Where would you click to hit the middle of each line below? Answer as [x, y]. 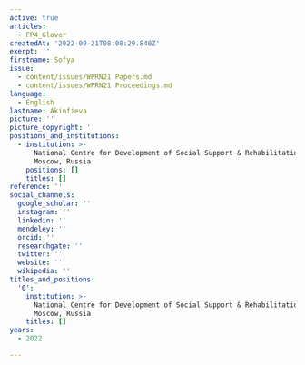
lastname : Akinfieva [49, 111]
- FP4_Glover [42, 35]
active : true [34, 18]
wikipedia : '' [44, 271]
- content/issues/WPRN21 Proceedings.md [95, 85]
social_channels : [42, 195]
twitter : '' [40, 254]
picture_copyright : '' [52, 128]
